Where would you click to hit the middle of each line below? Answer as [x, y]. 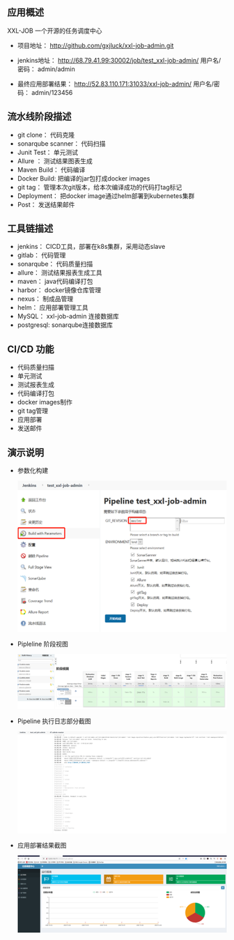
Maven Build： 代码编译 [51, 169]
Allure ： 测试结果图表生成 [55, 161]
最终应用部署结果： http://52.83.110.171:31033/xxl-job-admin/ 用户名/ [116, 84]
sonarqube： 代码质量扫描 [55, 264]
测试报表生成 [36, 385]
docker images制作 [45, 402]
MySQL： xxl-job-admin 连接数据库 [68, 317]
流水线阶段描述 [39, 117]
